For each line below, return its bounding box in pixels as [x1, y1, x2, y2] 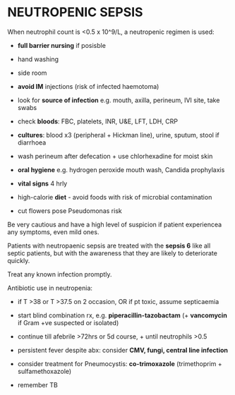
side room [17, 68, 47, 77]
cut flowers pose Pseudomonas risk [17, 206, 122, 215]
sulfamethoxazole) [17, 367, 72, 375]
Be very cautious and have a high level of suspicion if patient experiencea [7, 220, 222, 229]
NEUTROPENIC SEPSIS [7, 4, 143, 20]
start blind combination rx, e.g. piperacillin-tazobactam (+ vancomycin [17, 311, 227, 320]
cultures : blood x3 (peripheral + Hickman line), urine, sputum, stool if [17, 130, 220, 139]
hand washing [17, 54, 59, 63]
